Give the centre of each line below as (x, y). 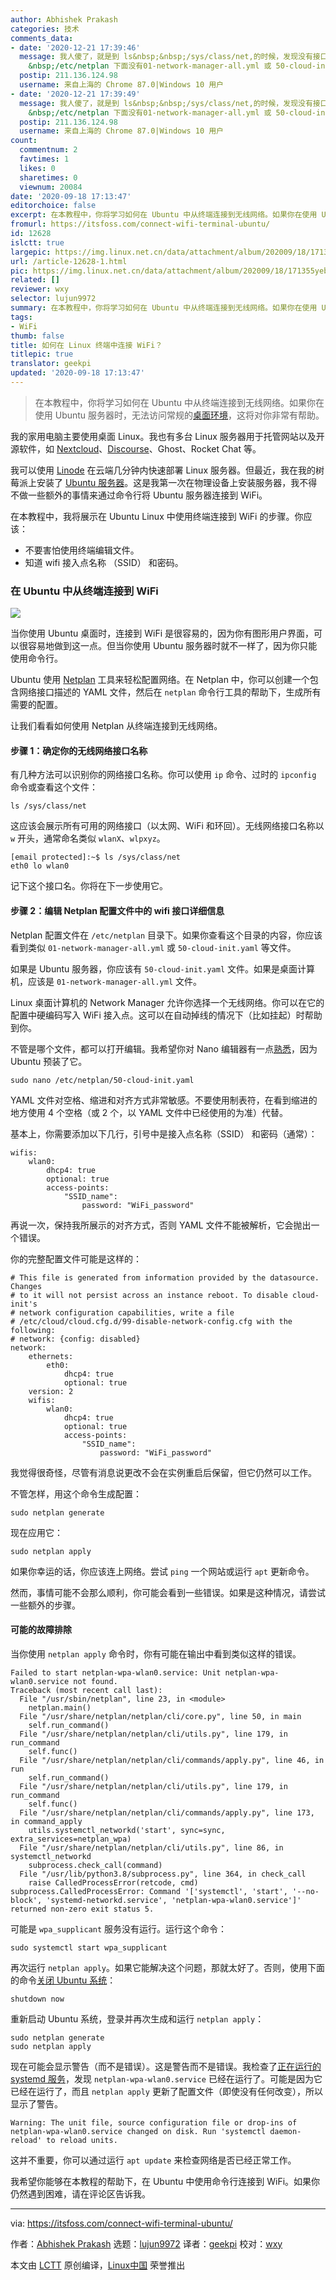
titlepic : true (42, 354)
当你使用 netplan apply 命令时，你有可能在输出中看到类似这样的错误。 (156, 1653)
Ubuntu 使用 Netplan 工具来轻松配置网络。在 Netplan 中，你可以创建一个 (160, 680)
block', (26, 1900)
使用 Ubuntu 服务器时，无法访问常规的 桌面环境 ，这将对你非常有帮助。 (179, 415)
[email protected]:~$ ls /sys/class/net (96, 857)
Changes (26, 1286)
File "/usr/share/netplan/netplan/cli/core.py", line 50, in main (160, 1716)
